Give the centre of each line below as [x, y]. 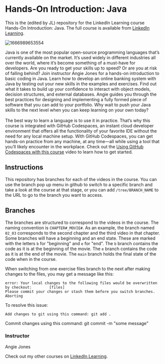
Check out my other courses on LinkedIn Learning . [57, 356]
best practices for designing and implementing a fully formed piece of [76, 99]
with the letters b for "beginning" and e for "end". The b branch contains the [82, 243]
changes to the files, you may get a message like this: [60, 274]
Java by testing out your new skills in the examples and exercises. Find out [81, 84]
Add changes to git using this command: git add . [58, 314]
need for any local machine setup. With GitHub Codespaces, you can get [79, 136]
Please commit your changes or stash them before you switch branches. [80, 291]
